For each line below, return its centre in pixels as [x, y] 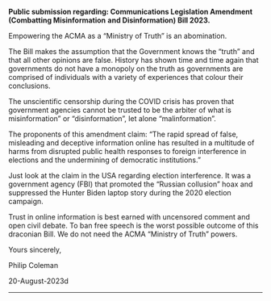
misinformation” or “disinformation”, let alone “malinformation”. [112, 119]
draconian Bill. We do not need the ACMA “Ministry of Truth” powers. [123, 234]
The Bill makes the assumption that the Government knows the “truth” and [131, 51]
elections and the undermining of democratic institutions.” [105, 160]
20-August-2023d [38, 281]
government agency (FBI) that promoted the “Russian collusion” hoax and [131, 184]
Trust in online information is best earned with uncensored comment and [129, 217]
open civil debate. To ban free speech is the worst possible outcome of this [133, 226]
